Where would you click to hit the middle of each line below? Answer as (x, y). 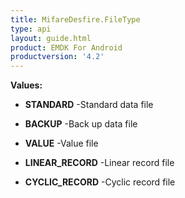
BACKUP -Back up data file (81, 124)
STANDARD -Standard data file (89, 105)
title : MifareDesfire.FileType (75, 19)
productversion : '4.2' (57, 57)
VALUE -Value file (61, 143)
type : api (31, 29)
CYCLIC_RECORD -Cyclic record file (100, 182)
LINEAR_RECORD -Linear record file (99, 163)
